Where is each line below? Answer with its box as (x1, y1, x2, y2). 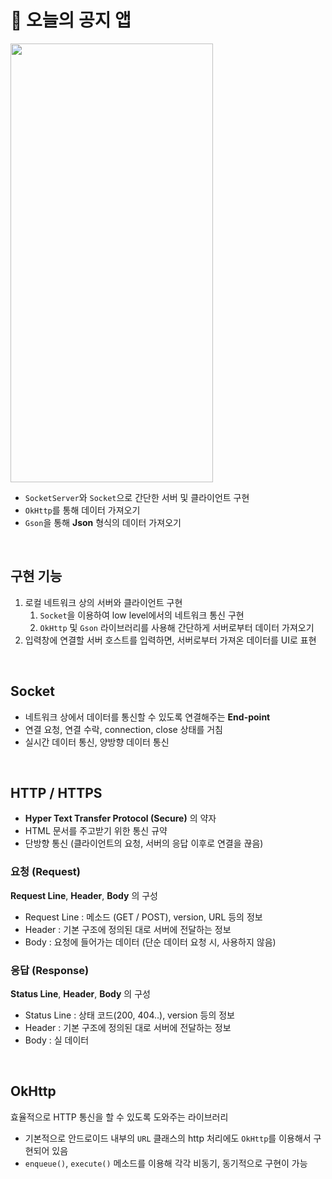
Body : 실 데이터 (24, 1034, 90, 1046)
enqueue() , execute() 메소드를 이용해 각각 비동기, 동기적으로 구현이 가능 (24, 1157, 308, 1169)
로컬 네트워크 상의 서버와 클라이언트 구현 (24, 596, 183, 608)
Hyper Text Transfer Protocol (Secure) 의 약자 (24, 812, 217, 825)
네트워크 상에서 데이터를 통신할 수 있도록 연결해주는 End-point (24, 711, 271, 723)
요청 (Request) (10, 865, 81, 879)
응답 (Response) (10, 963, 90, 977)
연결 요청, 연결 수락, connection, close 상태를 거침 (24, 723, 223, 735)
